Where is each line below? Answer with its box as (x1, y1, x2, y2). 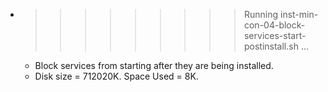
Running (243, 9, 279, 20)
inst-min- (279, 9, 319, 20)
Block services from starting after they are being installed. (34, 60, 274, 71)
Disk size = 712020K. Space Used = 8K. (34, 70, 199, 82)
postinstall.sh (243, 40, 299, 52)
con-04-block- (243, 19, 306, 31)
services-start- (243, 30, 307, 41)
